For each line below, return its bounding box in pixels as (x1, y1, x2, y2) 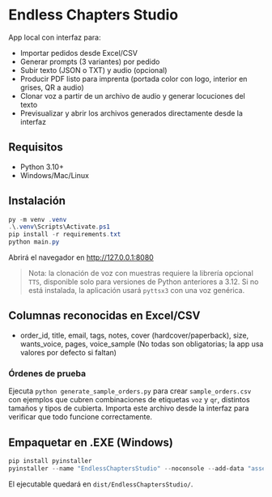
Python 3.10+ (19, 162, 65, 172)
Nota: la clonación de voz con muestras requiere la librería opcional (28, 269, 253, 278)
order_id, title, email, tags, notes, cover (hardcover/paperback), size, (19, 330, 249, 340)
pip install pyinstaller (8, 457, 92, 465)
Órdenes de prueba (8, 367, 87, 379)
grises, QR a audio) (19, 83, 84, 92)
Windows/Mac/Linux (19, 170, 89, 180)
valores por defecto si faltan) (19, 347, 117, 357)
